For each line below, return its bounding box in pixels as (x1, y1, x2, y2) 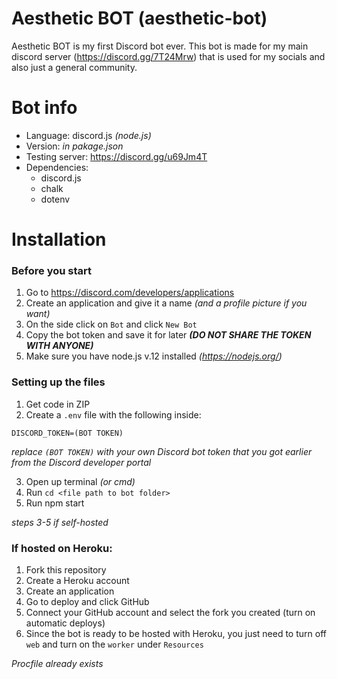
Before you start (11, 263, 92, 277)
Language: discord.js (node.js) (25, 129, 152, 141)
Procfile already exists (11, 657, 104, 669)
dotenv (40, 193, 71, 205)
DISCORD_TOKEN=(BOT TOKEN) (11, 428, 124, 438)
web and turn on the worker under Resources (25, 638, 204, 650)
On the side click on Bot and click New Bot (25, 318, 198, 331)
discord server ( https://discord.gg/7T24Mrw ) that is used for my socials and (11, 50, 326, 62)
